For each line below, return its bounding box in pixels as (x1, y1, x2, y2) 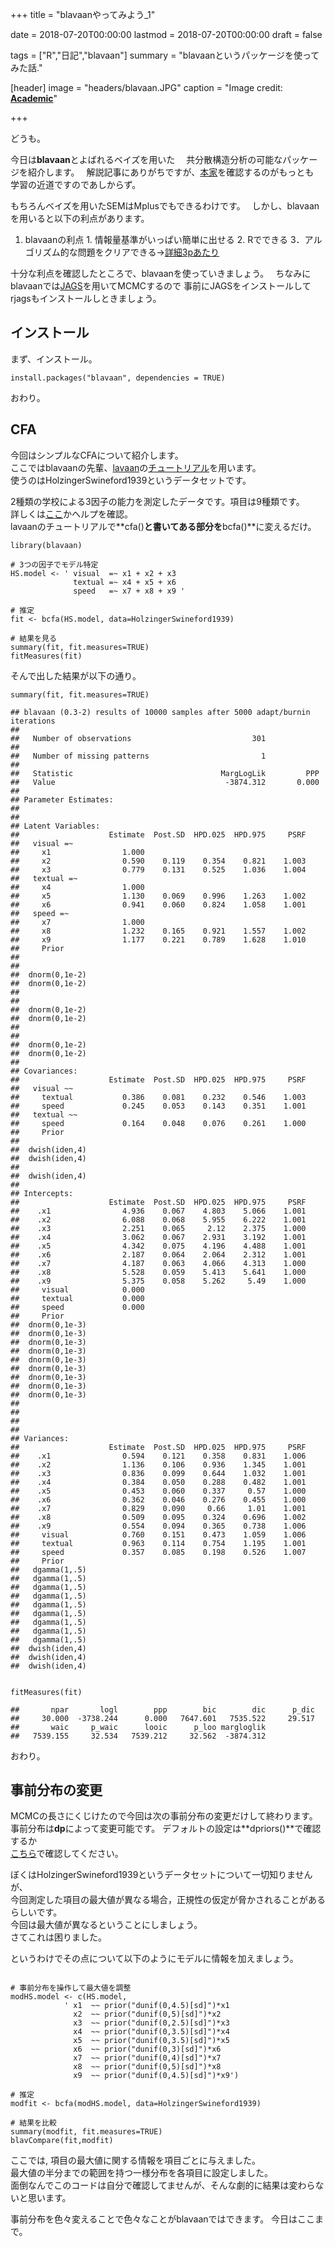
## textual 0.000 (10, 1293, 145, 1303)
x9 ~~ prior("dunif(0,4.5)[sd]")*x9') (73, 2071, 240, 2081)
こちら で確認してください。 (10, 1848, 124, 1860)
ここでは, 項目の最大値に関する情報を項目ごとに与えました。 (10, 2154, 261, 2167)
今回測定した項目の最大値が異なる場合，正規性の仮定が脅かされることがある (10, 1894, 326, 1906)
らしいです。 (10, 1906, 63, 1918)
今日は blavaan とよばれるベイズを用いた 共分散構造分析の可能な (10, 154, 283, 165)
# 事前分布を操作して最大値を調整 (10, 1983, 132, 1993)
